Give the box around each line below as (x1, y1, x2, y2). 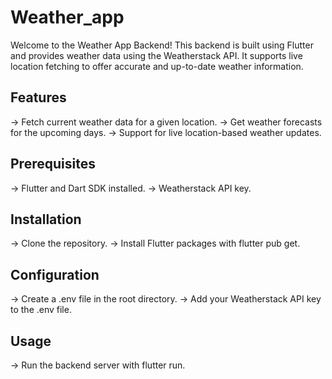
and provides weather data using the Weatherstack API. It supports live (10, 49, 303, 61)
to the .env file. (10, 304, 72, 316)
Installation (10, 211, 82, 228)
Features (10, 89, 67, 106)
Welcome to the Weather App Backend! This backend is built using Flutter (10, 39, 314, 51)
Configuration (10, 266, 100, 283)
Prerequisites (10, 156, 96, 173)
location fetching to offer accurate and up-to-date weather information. (10, 60, 304, 72)
